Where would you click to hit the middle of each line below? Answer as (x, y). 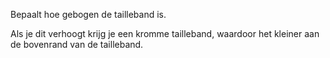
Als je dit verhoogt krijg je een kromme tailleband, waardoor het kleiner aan (165, 33)
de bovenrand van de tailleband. (77, 44)
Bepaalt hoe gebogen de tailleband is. (88, 14)
